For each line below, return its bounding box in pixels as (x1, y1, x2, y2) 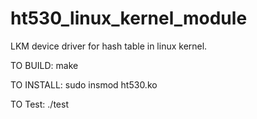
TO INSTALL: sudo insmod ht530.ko (10, 78, 158, 91)
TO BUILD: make (10, 59, 79, 71)
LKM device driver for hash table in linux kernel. (10, 40, 208, 52)
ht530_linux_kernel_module (10, 7, 248, 30)
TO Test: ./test (10, 98, 69, 110)
